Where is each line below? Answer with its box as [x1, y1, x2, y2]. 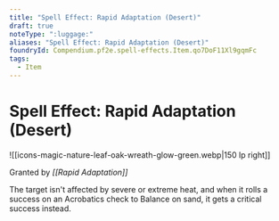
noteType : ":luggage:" [9, 29, 94, 38]
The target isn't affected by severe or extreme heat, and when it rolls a [9, 184, 268, 194]
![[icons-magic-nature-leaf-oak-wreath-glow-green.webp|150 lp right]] [9, 149, 271, 160]
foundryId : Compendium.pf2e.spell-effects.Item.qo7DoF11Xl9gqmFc [9, 46, 257, 55]
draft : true [9, 21, 53, 30]
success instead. [9, 202, 71, 214]
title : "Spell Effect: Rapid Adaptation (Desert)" [9, 12, 201, 22]
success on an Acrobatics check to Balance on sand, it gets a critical [9, 193, 262, 204]
